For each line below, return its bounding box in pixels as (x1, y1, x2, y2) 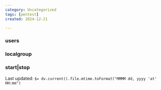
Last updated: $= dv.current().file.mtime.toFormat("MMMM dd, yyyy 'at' (5, 75, 157, 81)
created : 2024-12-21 (5, 16, 48, 21)
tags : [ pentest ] (5, 12, 39, 17)
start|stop (5, 64, 30, 71)
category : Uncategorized (5, 7, 57, 12)
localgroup (5, 51, 32, 58)
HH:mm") (5, 81, 21, 86)
